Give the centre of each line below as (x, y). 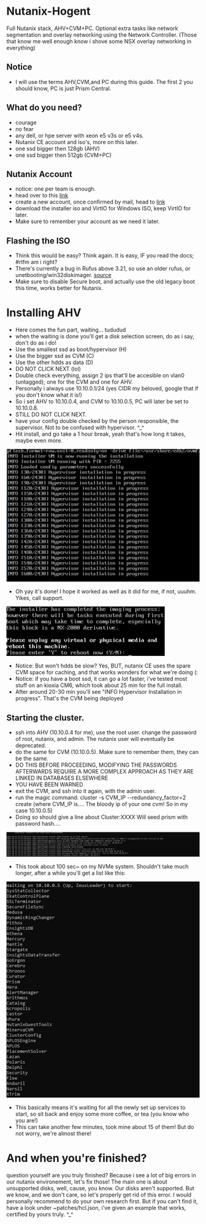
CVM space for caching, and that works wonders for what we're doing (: (106, 672)
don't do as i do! (36, 343)
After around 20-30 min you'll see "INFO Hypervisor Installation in (98, 692)
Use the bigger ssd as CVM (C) (55, 356)
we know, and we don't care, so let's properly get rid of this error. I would (99, 1195)
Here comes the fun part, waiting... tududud (71, 330)
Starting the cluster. (45, 717)
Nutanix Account (39, 174)
